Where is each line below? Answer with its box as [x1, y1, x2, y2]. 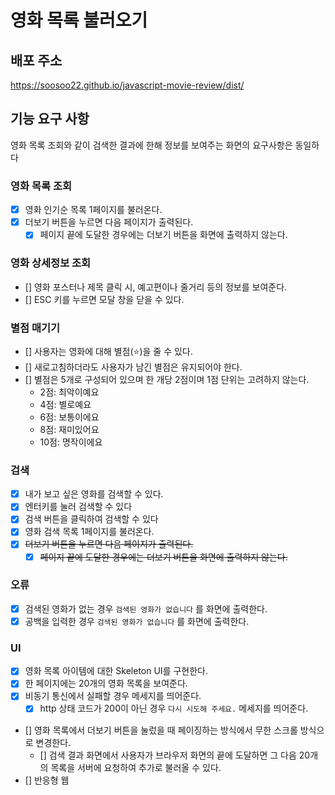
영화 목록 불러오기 [10, 9, 148, 32]
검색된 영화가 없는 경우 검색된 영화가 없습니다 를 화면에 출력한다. [24, 602, 268, 615]
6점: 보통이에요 [39, 411, 100, 423]
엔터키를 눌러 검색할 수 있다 [24, 501, 133, 513]
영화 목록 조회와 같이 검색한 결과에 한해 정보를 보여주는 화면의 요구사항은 [10, 139, 293, 151]
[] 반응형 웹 [24, 774, 70, 786]
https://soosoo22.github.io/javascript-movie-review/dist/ [10, 79, 245, 91]
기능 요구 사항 [10, 111, 90, 128]
